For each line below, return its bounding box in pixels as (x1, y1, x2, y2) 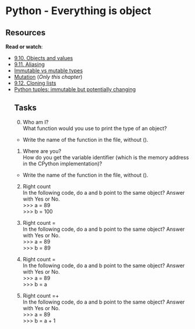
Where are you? (22, 147, 62, 154)
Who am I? (22, 118, 49, 125)
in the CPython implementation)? (22, 160, 102, 167)
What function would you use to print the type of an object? (22, 125, 167, 132)
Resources (5, 28, 46, 38)
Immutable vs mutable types (14, 67, 83, 74)
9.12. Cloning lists (14, 79, 56, 87)
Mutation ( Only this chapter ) (14, 74, 83, 80)
